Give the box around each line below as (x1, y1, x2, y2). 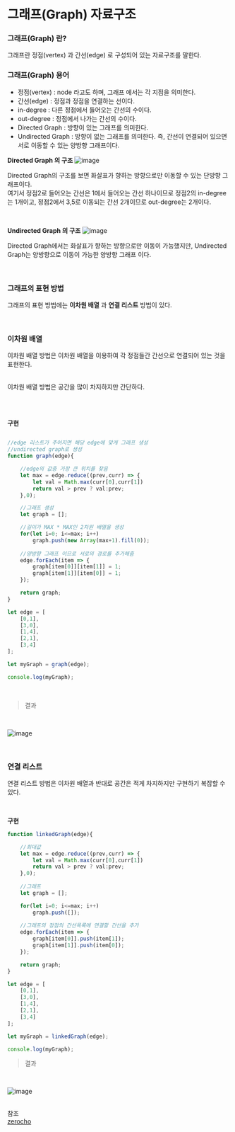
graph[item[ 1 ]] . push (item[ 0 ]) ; (32, 942, 125, 949)
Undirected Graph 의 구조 (7, 226, 81, 234)
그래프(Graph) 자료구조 (7, 6, 136, 23)
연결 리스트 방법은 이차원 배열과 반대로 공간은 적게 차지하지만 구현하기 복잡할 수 (7, 779, 226, 787)
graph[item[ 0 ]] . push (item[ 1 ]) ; (32, 935, 125, 942)
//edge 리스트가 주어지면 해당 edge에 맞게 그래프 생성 (7, 440, 148, 447)
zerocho (7, 1117, 32, 1126)
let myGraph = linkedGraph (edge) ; (7, 1033, 109, 1040)
